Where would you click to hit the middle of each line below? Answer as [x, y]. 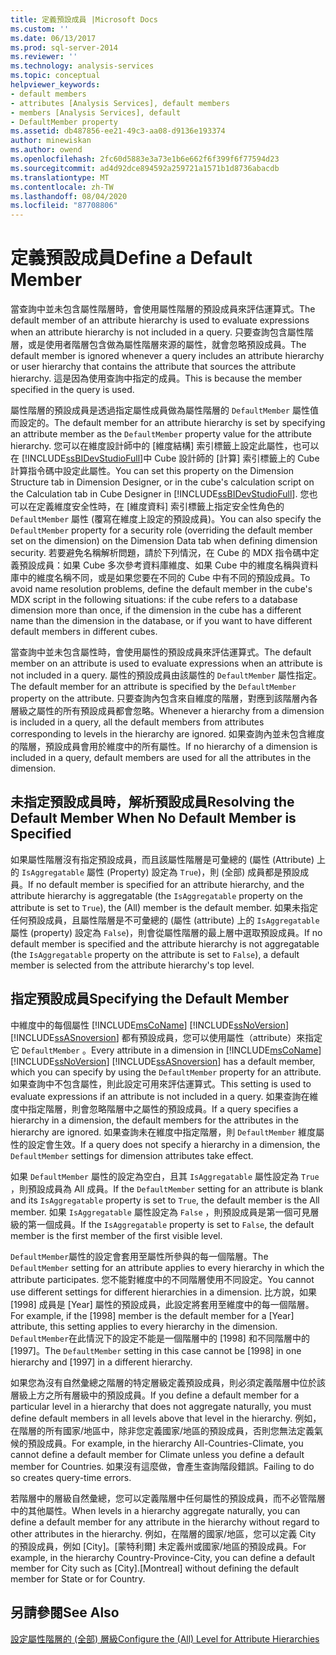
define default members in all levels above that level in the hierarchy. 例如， [166, 1418]
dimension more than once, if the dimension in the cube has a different [156, 610]
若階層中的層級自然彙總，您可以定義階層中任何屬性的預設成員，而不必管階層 [168, 1498]
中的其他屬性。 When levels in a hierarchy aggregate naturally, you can [155, 1510]
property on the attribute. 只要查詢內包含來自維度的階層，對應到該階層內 [160, 698]
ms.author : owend [46, 150]
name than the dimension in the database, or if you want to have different [161, 621]
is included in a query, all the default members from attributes [137, 722]
